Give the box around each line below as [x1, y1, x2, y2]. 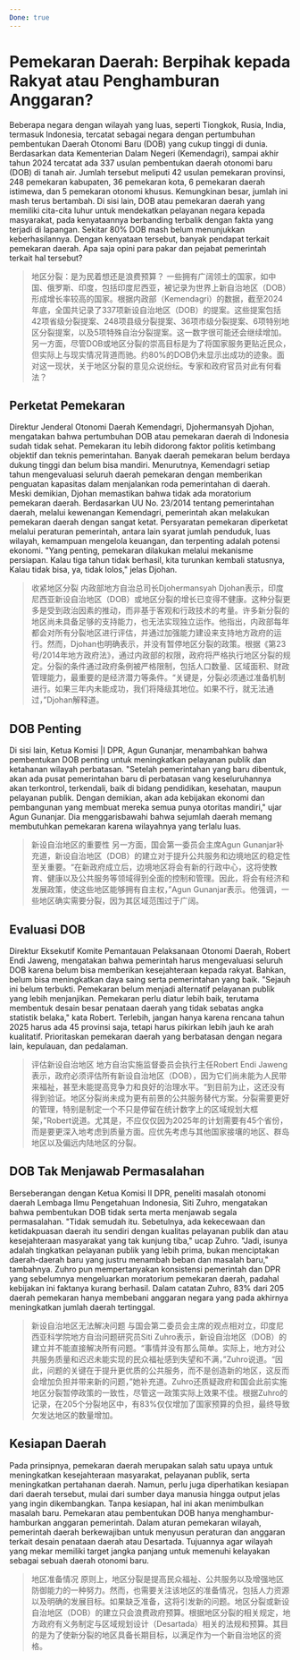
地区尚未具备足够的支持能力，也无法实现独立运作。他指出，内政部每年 [30, 617, 290, 627]
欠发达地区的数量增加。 [30, 1409, 118, 1420]
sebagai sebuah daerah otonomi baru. [9, 1554, 149, 1566]
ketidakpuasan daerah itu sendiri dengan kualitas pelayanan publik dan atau [9, 1225, 288, 1236]
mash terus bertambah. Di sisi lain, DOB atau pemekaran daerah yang [9, 195, 265, 206]
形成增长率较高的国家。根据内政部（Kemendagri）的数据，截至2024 [30, 293, 284, 304]
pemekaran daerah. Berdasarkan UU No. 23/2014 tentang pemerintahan [9, 498, 275, 508]
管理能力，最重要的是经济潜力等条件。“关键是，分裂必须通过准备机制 [30, 672, 286, 683]
